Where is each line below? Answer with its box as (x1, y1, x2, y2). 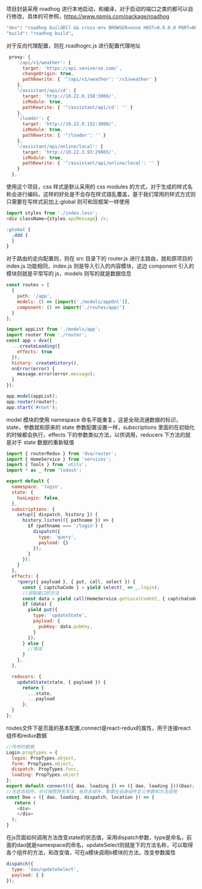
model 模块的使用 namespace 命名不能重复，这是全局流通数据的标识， (6, 416, 182, 423)
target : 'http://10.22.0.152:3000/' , (22, 121, 117, 128)
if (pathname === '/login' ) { (28, 523, 103, 529)
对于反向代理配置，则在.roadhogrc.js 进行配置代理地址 (6, 42, 141, 49)
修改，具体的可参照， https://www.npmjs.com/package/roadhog (11, 13, 170, 20)
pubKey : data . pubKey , (38, 623, 93, 630)
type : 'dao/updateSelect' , (11, 866, 79, 872)
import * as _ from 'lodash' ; (6, 467, 82, 473)
